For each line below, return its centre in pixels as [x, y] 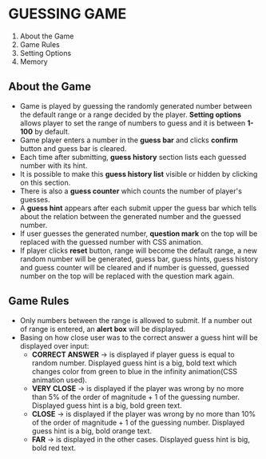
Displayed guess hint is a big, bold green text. [107, 405]
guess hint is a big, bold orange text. [92, 431]
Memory [34, 62]
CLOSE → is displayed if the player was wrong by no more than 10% [144, 413]
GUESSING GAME [67, 14]
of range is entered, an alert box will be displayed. [103, 329]
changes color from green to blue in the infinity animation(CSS [135, 371]
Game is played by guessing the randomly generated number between [136, 106]
